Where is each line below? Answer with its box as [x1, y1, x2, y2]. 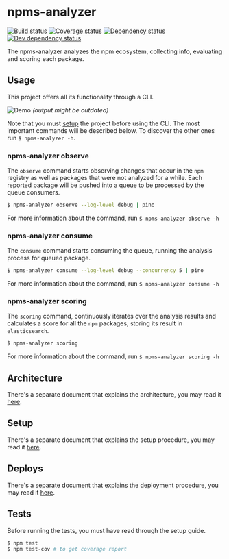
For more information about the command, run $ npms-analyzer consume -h [7, 279, 219, 288]
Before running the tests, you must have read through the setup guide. [7, 526, 206, 534]
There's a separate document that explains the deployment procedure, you [7, 481, 219, 489]
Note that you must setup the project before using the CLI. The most [7, 119, 200, 127]
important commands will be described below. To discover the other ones [7, 126, 215, 134]
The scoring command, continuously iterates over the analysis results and [7, 312, 217, 321]
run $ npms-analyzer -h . [7, 134, 75, 142]
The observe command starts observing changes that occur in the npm [7, 166, 204, 175]
